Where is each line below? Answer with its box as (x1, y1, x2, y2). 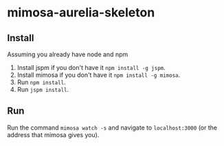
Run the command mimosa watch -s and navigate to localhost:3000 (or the (7, 123, 218, 132)
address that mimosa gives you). (7, 130, 100, 138)
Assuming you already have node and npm (7, 50, 128, 58)
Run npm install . (16, 78, 67, 86)
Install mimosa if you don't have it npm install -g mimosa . (16, 71, 181, 79)
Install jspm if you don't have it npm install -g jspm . (16, 64, 166, 71)
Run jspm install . (16, 86, 69, 93)
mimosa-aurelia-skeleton (7, 5, 155, 21)
